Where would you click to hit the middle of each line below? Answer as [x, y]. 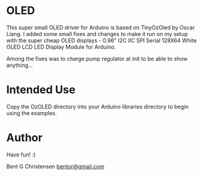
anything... [20, 65]
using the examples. [31, 113]
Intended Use [41, 90]
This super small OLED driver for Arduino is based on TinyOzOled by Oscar [101, 27]
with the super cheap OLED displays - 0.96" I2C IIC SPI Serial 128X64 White [101, 40]
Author [24, 138]
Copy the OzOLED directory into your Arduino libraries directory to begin [98, 107]
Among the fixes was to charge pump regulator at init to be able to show [97, 58]
